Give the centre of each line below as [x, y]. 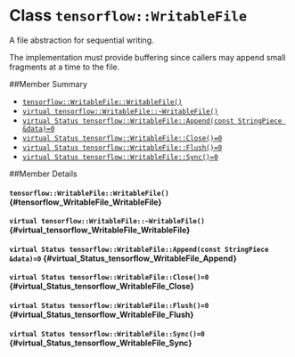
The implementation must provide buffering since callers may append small [147, 57]
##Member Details [43, 174]
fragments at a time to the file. [65, 67]
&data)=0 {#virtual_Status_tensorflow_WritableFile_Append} [123, 258]
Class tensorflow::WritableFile [128, 16]
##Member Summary [48, 84]
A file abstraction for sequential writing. [82, 40]
